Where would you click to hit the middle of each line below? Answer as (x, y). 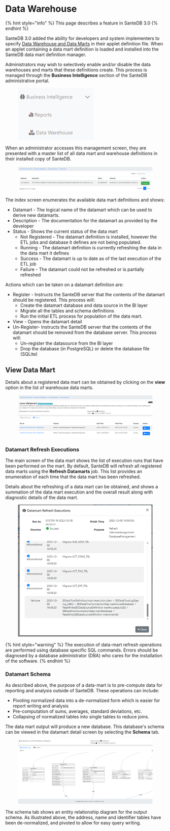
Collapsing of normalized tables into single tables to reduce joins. (81, 717)
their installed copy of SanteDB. (38, 159)
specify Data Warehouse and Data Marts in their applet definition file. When (84, 43)
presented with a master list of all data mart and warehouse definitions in (81, 153)
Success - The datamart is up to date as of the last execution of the (91, 258)
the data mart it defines (45, 253)
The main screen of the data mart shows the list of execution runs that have (84, 461)
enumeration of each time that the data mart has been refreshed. (73, 477)
